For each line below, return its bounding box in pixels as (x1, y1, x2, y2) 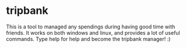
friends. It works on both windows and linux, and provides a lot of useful (6, 29, 180, 36)
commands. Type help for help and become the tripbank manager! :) (6, 35, 171, 42)
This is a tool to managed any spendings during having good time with (6, 23, 175, 30)
